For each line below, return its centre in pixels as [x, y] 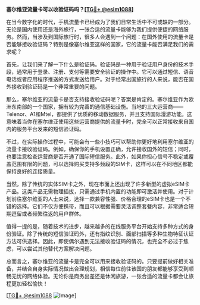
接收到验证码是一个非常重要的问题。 [55, 87]
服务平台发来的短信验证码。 [50, 129]
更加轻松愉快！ [29, 284]
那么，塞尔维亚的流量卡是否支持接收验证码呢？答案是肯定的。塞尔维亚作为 [97, 99]
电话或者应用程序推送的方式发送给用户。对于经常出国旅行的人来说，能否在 [97, 79]
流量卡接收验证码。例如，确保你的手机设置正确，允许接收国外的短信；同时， [100, 149]
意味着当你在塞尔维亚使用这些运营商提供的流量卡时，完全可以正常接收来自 [97, 122]
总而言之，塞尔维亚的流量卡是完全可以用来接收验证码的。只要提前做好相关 [97, 261]
